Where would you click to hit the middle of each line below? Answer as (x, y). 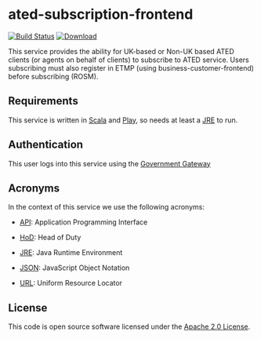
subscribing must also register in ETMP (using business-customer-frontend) (131, 67)
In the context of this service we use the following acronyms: (107, 207)
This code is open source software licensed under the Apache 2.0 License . (129, 326)
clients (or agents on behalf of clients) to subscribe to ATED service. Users (129, 60)
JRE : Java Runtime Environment (71, 253)
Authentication (46, 145)
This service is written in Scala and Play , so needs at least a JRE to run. (123, 120)
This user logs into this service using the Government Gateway (109, 163)
